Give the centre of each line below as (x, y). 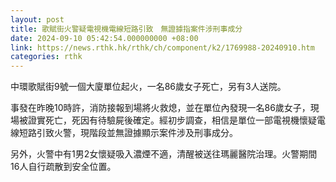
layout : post (37, 19)
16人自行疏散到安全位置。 (63, 167)
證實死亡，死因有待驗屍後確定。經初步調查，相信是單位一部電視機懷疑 (172, 120)
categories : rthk (46, 57)
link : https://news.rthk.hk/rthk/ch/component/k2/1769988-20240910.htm (162, 47)
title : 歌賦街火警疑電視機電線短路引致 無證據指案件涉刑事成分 (126, 29)
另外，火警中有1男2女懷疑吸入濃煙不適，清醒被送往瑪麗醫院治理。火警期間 (164, 154)
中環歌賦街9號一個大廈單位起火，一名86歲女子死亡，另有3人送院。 (148, 87)
